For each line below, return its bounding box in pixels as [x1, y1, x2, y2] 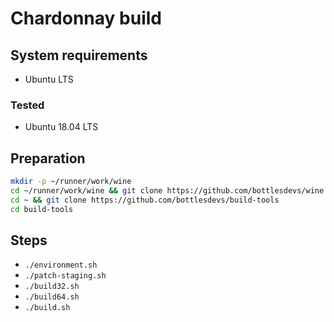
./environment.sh [24, 260, 98, 271]
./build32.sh [24, 282, 80, 292]
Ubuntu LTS [24, 73, 74, 85]
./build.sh [24, 303, 71, 313]
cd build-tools [10, 204, 74, 214]
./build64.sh [24, 292, 80, 302]
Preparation [10, 150, 86, 167]
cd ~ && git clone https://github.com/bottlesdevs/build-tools [10, 195, 280, 205]
